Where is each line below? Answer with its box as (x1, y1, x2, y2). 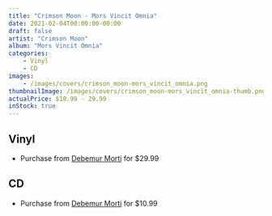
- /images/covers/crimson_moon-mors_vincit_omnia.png (23, 79, 208, 87)
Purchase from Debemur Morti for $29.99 (19, 153, 159, 163)
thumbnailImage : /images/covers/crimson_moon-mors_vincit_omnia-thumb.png (8, 87, 266, 95)
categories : (8, 49, 49, 57)
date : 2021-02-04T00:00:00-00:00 (8, 19, 121, 28)
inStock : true (8, 102, 57, 110)
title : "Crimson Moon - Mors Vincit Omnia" (8, 11, 158, 20)
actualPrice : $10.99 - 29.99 (8, 95, 107, 103)
